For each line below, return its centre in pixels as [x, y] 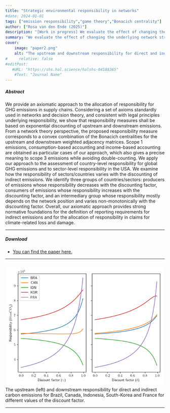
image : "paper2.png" [36, 48]
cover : [12, 43]
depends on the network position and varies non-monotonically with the [80, 201]
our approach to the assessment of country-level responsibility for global [81, 163]
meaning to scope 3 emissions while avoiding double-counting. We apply [82, 158]
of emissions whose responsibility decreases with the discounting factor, [81, 185]
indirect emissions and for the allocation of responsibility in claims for [78, 217]
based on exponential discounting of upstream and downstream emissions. [83, 126]
